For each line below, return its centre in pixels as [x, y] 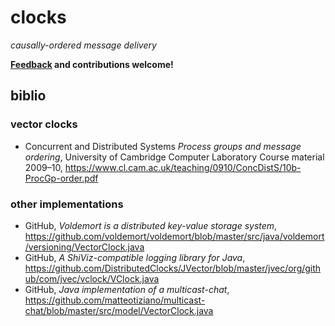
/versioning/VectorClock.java [84, 247]
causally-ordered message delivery [83, 45]
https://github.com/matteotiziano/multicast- [115, 300]
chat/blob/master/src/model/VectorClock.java [119, 310]
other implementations [67, 204]
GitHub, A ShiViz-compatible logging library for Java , [135, 257]
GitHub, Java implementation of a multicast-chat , [127, 289]
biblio [28, 96]
